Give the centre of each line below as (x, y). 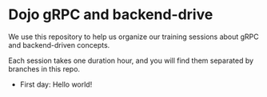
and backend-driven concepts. (59, 45)
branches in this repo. (44, 68)
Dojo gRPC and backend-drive (111, 15)
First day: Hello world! (56, 84)
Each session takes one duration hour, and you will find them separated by (131, 60)
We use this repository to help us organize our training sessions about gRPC (134, 37)
